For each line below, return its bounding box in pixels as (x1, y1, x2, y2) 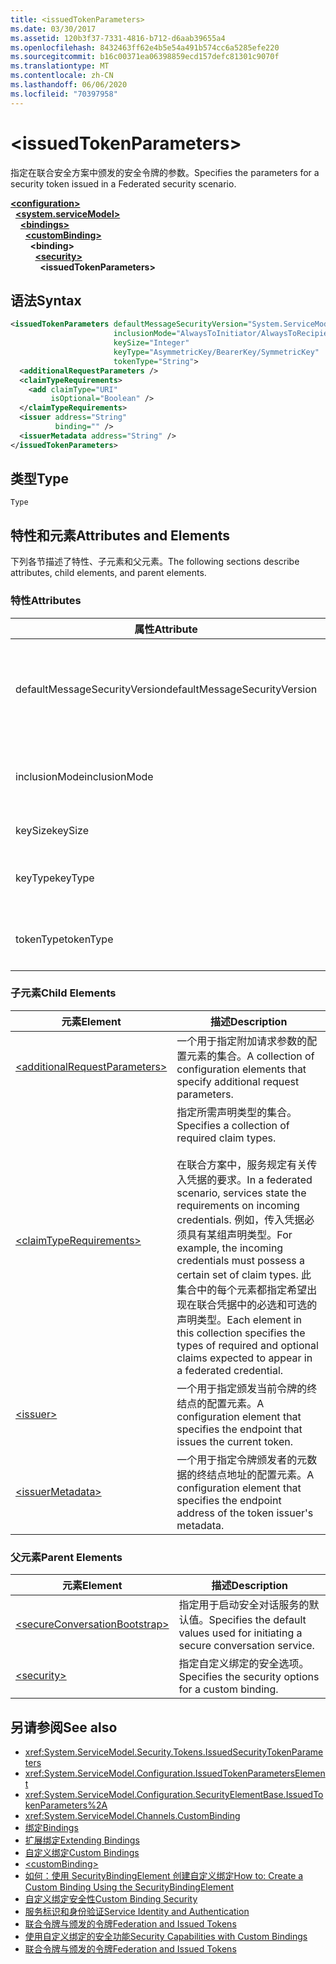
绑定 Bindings (24, 1821, 79, 1833)
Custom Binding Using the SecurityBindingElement (24, 1881, 235, 1893)
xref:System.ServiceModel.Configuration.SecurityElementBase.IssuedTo (24, 1788, 324, 1800)
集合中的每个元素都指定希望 (176, 1282, 308, 1296)
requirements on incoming (176, 1198, 300, 1212)
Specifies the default (208, 1613, 307, 1627)
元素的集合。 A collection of (186, 1049, 315, 1063)
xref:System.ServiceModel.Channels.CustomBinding (24, 1809, 241, 1821)
